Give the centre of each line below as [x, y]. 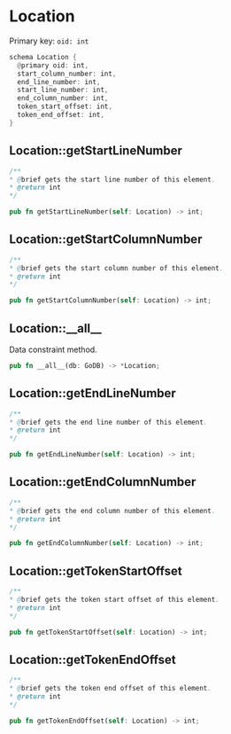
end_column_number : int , [63, 98]
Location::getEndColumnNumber [103, 482]
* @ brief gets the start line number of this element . [112, 179]
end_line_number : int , [59, 82]
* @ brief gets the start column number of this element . [116, 268]
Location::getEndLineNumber [93, 393]
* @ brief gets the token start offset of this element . [114, 599]
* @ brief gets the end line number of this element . [108, 422]
